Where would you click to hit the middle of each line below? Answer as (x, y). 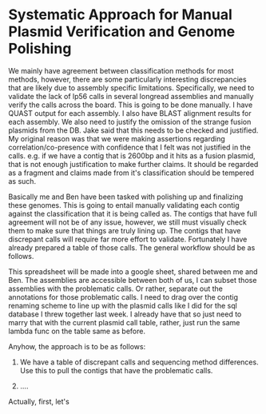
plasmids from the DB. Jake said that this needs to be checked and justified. (133, 130)
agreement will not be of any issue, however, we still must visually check (128, 222)
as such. (22, 181)
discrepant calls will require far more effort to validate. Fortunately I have (128, 239)
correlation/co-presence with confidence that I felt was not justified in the (130, 147)
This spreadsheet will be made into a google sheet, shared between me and (133, 271)
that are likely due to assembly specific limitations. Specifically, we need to (131, 88)
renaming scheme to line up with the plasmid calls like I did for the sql (123, 305)
